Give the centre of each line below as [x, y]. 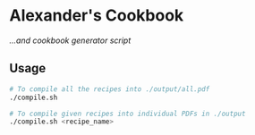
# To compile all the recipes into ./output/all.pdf [110, 89]
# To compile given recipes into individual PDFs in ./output [127, 114]
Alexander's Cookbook [97, 16]
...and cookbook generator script [70, 40]
